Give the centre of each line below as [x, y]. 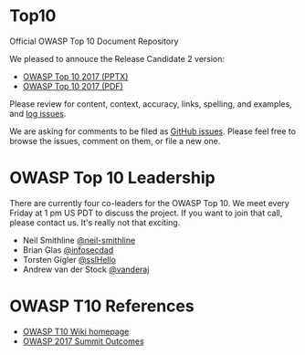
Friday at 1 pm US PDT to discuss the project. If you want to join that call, [146, 213]
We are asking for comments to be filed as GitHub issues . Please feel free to [153, 131]
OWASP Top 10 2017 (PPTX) [75, 76]
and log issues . [38, 113]
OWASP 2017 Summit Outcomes [83, 341]
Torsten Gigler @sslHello [69, 259]
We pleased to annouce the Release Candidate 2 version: [117, 58]
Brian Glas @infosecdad [68, 250]
